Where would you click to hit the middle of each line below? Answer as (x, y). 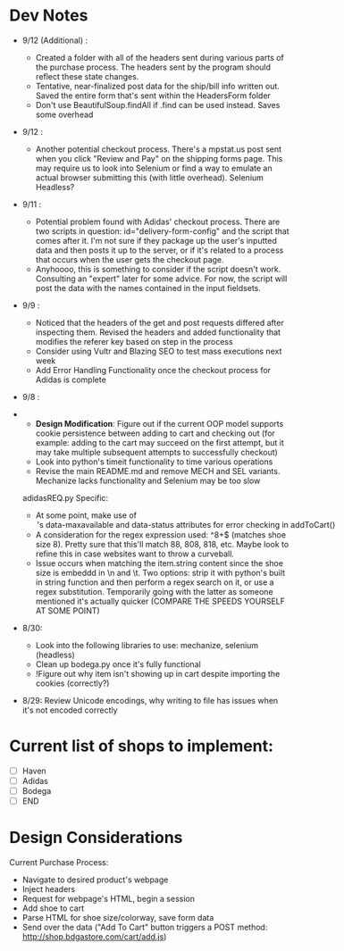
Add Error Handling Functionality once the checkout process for (153, 370)
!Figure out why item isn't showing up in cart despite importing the (158, 673)
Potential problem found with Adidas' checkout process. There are (158, 221)
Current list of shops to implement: (142, 746)
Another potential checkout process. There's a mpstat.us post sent (159, 149)
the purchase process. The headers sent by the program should (153, 67)
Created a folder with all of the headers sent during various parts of (159, 57)
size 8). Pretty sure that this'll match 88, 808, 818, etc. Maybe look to (162, 544)
